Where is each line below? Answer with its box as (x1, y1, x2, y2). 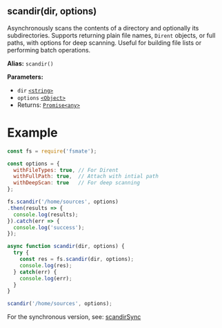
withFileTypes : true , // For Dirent (13, 166, 119, 173)
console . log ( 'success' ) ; (13, 224, 85, 231)
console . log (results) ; (13, 211, 79, 218)
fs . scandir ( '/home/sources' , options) (7, 198, 119, 205)
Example (7, 125, 58, 140)
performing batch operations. (7, 46, 91, 54)
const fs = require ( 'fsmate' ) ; (7, 148, 97, 155)
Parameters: (7, 73, 43, 81)
